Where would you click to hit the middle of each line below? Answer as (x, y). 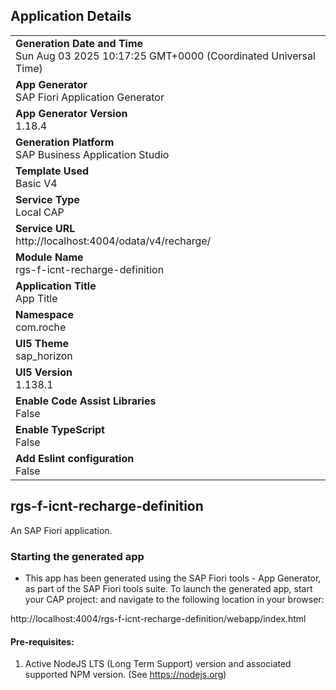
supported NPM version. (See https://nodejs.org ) (125, 675)
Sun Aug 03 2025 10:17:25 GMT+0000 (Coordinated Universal (165, 56)
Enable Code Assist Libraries (86, 401)
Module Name (49, 257)
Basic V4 (36, 183)
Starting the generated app (77, 556)
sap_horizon (44, 356)
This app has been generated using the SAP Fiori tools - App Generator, (173, 578)
